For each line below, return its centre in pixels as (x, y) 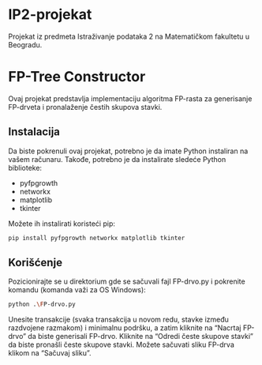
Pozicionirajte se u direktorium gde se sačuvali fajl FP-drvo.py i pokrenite (127, 281)
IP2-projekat (50, 15)
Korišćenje (36, 262)
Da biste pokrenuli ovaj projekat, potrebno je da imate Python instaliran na (128, 151)
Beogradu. (25, 44)
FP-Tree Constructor (77, 77)
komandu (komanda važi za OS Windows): (77, 290)
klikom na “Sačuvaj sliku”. (50, 353)
